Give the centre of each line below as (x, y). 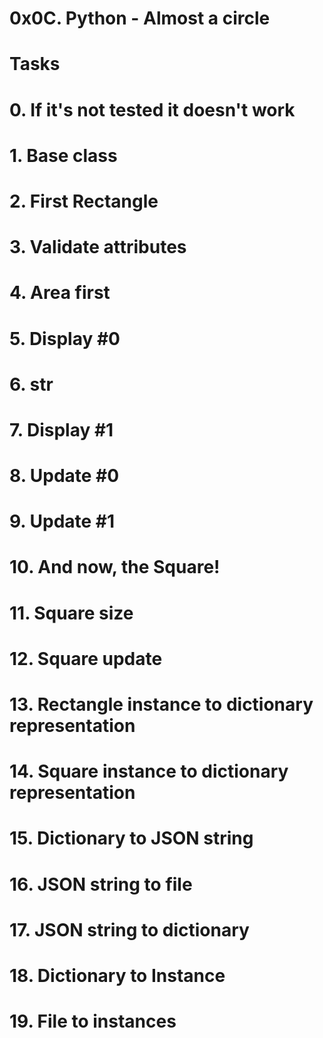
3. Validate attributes (98, 247)
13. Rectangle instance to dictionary (161, 704)
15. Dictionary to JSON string (131, 838)
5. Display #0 (65, 338)
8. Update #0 (64, 476)
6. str (31, 384)
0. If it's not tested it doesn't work (152, 109)
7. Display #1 (61, 429)
